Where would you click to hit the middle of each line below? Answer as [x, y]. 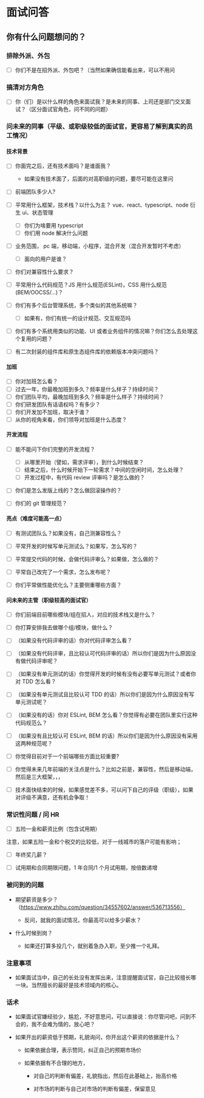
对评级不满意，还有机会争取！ [52, 797]
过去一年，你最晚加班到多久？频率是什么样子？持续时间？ [87, 389]
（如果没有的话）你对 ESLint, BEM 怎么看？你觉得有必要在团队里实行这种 [106, 715]
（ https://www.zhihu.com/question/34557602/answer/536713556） [100, 907]
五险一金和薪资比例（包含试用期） [58, 829]
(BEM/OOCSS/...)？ [39, 292]
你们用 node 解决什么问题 [56, 233]
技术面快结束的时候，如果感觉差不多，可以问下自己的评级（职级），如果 [104, 789]
